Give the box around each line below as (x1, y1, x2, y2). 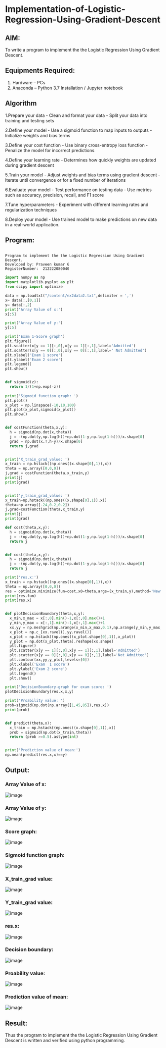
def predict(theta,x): (5, 721, 52, 726)
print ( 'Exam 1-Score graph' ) (5, 334, 65, 339)
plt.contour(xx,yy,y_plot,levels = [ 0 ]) (9, 657, 90, 662)
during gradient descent (5, 162, 54, 168)
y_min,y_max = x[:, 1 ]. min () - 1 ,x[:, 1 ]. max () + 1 (9, 621, 105, 626)
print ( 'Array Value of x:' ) (5, 307, 63, 312)
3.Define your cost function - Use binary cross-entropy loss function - (5, 142, 148, 148)
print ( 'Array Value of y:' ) (5, 320, 63, 325)
